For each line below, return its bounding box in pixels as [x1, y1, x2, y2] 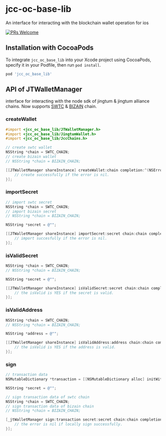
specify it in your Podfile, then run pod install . [5, 62, 101, 68]
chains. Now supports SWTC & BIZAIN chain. [5, 104, 97, 109]
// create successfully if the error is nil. [14, 172, 110, 177]
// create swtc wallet [5, 145, 52, 150]
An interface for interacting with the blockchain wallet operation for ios [5, 20, 149, 26]
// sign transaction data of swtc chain [5, 395, 90, 400]
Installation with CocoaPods [5, 43, 94, 52]
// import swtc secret [5, 200, 52, 205]
